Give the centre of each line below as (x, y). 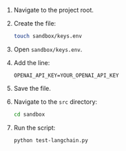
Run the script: (34, 127)
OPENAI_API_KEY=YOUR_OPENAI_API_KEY (66, 75)
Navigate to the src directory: (55, 101)
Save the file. (32, 88)
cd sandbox (29, 114)
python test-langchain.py (51, 140)
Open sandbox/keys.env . (48, 49)
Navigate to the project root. (54, 10)
